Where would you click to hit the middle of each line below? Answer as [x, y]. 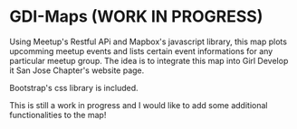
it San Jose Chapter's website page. [77, 70]
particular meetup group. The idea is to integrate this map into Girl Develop [149, 60]
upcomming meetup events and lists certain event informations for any [141, 51]
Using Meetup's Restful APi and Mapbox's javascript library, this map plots [148, 41]
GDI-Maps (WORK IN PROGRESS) [136, 17]
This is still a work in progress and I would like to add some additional [139, 105]
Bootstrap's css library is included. [74, 88]
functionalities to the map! [58, 115]
